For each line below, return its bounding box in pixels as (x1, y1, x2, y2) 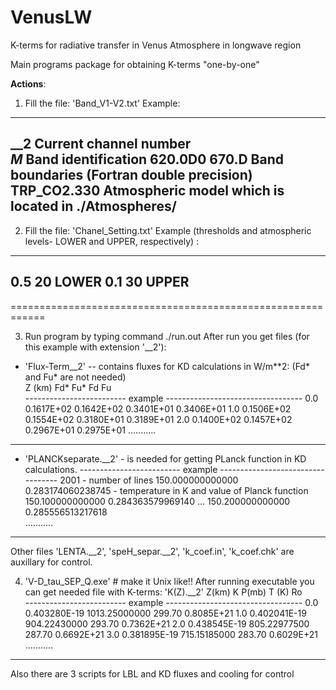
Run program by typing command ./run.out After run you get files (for (24, 330, 310, 342)
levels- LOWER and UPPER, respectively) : (24, 235, 200, 247)
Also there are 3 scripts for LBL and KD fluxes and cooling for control (10, 667, 295, 680)
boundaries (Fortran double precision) (10, 167, 253, 184)
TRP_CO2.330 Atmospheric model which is (10, 182, 285, 200)
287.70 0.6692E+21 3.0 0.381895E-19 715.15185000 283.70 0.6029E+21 (24, 628, 318, 640)
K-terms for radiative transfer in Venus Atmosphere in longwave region (10, 39, 302, 51)
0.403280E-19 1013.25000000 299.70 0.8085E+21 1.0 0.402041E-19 (24, 607, 307, 619)
